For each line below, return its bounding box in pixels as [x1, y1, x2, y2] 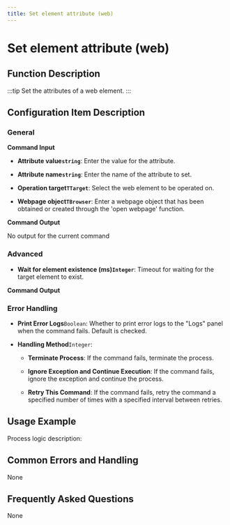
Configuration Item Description [7, 107, 145, 119]
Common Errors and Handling [7, 455, 139, 466]
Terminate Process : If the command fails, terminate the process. [27, 353, 215, 362]
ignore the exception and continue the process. [27, 374, 164, 383]
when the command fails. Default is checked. [17, 326, 148, 335]
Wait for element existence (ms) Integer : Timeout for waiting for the [17, 265, 215, 273]
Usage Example [7, 416, 77, 427]
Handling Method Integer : [17, 340, 93, 349]
